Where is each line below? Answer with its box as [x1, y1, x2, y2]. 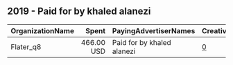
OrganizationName [10, 26, 75, 35]
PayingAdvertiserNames [112, 26, 196, 35]
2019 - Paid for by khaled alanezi [7, 6, 151, 17]
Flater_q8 [10, 41, 42, 51]
